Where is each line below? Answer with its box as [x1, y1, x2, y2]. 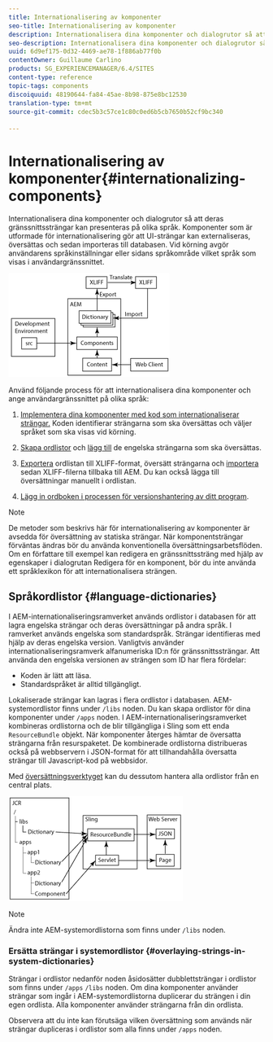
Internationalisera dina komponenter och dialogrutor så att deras [8, 214, 224, 224]
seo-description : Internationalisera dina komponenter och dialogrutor [8, 39, 256, 47]
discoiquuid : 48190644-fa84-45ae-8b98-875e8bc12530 [8, 90, 187, 99]
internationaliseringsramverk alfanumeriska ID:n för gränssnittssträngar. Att [8, 646, 260, 655]
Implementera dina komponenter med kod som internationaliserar [19, 409, 240, 419]
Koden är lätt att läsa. [19, 670, 92, 680]
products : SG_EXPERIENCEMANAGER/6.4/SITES [8, 65, 154, 73]
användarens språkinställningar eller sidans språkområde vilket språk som [8, 248, 257, 258]
